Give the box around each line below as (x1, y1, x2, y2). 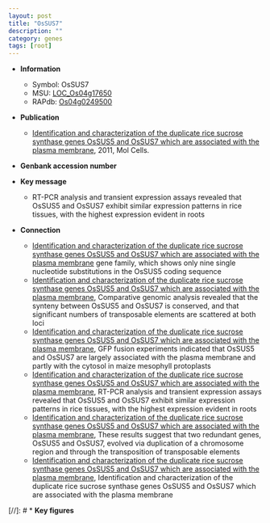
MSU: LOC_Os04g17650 (31, 88, 113, 98)
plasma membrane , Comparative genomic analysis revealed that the (31, 293, 259, 302)
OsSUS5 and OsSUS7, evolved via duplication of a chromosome (31, 438, 244, 449)
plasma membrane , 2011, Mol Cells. (31, 146, 150, 155)
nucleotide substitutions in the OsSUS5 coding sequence (31, 267, 222, 276)
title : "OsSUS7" (8, 19, 63, 27)
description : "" (8, 27, 63, 35)
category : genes (8, 34, 63, 43)
